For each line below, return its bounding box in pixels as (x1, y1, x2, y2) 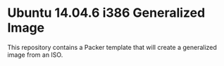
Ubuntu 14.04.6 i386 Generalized (7, 5, 206, 21)
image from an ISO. (7, 51, 63, 59)
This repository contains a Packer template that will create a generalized (7, 43, 217, 51)
